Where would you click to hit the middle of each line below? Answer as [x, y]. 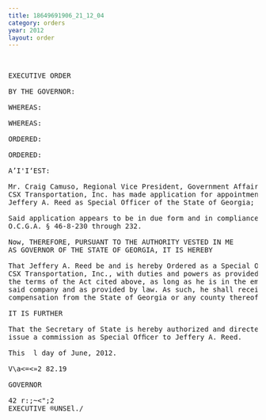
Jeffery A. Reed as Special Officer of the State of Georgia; [131, 202]
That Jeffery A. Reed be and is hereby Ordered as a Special [129, 266]
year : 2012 [26, 30]
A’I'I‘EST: [29, 171]
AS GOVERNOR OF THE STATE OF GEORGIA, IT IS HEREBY [111, 250]
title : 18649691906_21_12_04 [56, 15]
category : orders [37, 23]
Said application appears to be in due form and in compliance [133, 218]
